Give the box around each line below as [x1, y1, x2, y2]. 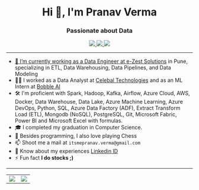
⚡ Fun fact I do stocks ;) [14, 154, 74, 161]
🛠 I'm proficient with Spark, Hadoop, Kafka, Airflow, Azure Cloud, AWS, [14, 90, 191, 97]
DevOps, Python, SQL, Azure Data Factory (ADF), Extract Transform [14, 104, 181, 112]
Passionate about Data [66, 27, 133, 35]
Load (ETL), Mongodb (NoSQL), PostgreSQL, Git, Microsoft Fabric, [14, 111, 177, 118]
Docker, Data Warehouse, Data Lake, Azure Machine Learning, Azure [14, 98, 184, 106]
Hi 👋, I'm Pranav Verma [42, 5, 157, 19]
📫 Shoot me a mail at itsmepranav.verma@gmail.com [14, 139, 141, 146]
